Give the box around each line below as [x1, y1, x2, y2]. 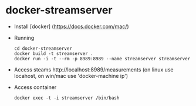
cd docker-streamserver [13, 45, 73, 52]
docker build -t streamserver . [13, 50, 93, 56]
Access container [13, 83, 57, 91]
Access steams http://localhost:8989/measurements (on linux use [13, 66, 174, 73]
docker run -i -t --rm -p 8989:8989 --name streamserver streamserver [13, 56, 191, 61]
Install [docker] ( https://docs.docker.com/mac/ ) [13, 23, 130, 30]
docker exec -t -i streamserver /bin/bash [13, 95, 120, 101]
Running [13, 34, 35, 41]
